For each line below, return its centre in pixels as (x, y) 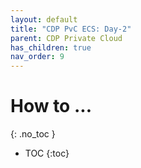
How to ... (51, 106)
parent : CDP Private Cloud (66, 38)
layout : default (44, 19)
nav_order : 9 (37, 57)
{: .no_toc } (33, 134)
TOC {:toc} (47, 153)
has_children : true (51, 47)
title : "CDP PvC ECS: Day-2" (71, 29)
